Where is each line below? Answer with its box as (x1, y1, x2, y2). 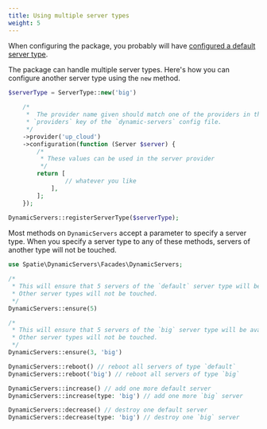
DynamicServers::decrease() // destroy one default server (8, 406, 208, 414)
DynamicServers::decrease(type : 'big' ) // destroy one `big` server (8, 414, 240, 422)
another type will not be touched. (8, 245, 117, 255)
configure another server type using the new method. (8, 73, 180, 83)
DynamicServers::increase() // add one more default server (8, 385, 212, 392)
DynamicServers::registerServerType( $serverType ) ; (8, 214, 180, 222)
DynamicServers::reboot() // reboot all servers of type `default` (8, 362, 237, 370)
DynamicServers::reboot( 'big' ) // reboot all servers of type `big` (8, 370, 240, 378)
